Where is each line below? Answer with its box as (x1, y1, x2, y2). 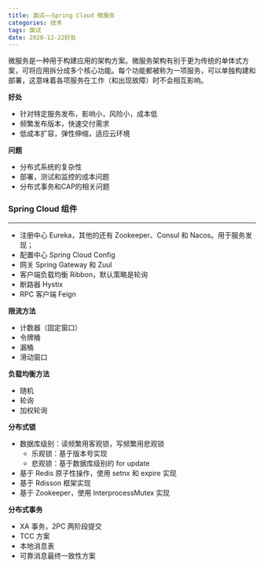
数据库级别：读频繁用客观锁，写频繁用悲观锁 (19, 438, 165, 448)
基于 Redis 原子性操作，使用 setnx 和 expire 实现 (19, 468, 177, 478)
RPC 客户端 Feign (19, 289, 76, 299)
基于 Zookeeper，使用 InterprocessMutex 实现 (19, 488, 170, 497)
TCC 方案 (19, 531, 50, 540)
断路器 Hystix (19, 279, 64, 289)
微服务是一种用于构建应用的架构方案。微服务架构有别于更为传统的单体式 (8, 56, 242, 65)
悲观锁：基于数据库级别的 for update (31, 458, 150, 468)
